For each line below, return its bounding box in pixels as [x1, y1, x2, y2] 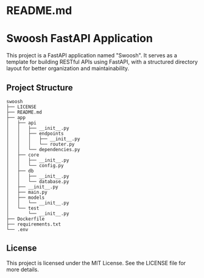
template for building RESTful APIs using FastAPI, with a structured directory [6, 59, 198, 66]
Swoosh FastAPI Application [6, 32, 153, 46]
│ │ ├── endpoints [6, 130, 64, 137]
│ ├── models [6, 194, 45, 201]
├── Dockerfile [6, 216, 45, 222]
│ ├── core [6, 152, 40, 158]
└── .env [6, 226, 29, 232]
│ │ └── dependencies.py [6, 146, 80, 152]
